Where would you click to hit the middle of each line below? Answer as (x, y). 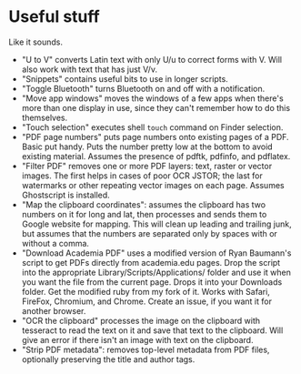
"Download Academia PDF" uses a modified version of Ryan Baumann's (156, 253)
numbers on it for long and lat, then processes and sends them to (144, 214)
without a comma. (55, 243)
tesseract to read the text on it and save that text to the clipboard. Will (152, 330)
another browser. (54, 310)
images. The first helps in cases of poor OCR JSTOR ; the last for (142, 176)
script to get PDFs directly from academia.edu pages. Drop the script (151, 262)
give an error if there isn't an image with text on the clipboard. (137, 339)
